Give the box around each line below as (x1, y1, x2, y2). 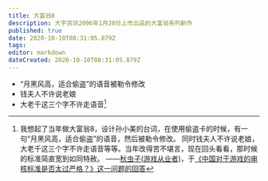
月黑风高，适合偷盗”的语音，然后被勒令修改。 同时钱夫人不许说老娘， (30, 133, 259, 144)
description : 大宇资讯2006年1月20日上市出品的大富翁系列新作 (8, 19, 193, 27)
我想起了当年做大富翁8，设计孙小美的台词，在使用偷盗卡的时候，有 (19, 124, 242, 133)
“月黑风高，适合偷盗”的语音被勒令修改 (19, 79, 146, 89)
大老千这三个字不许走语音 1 (19, 97, 107, 108)
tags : (8, 41, 26, 49)
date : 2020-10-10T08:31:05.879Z (8, 33, 116, 42)
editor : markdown (8, 49, 66, 57)
